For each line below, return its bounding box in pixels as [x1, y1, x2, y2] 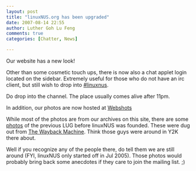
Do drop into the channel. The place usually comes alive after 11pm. [6, 93, 170, 100]
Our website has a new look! [6, 57, 76, 64]
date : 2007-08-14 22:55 [6, 19, 65, 25]
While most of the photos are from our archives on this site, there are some [6, 116, 189, 123]
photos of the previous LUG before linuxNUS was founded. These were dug [6, 122, 190, 129]
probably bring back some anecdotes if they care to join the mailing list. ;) [6, 159, 185, 165]
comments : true [6, 31, 44, 37]
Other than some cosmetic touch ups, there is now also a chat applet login [6, 69, 187, 75]
